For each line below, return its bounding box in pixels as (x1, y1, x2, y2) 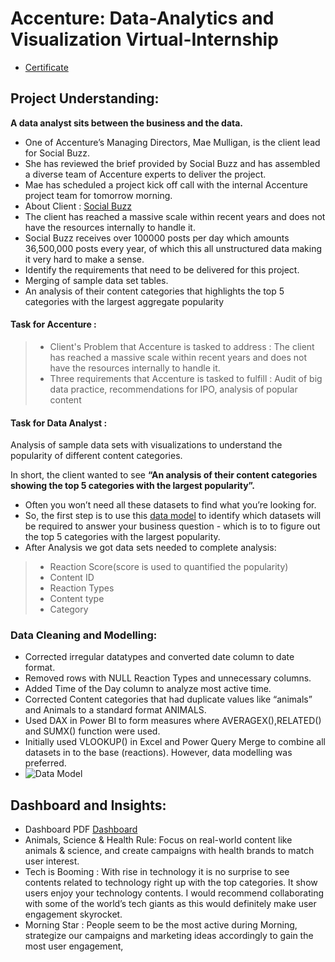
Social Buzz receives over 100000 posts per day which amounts (24, 232, 290, 244)
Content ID (49, 572, 95, 584)
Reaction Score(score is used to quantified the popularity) (49, 561, 289, 573)
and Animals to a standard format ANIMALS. (24, 704, 207, 716)
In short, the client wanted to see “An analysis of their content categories (10, 469, 318, 481)
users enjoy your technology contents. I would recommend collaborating (24, 887, 325, 899)
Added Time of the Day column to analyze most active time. (24, 683, 272, 695)
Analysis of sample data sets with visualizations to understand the (10, 439, 283, 451)
